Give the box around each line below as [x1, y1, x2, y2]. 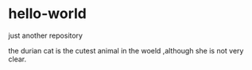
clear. [8, 54, 26, 64]
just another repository [8, 31, 83, 40]
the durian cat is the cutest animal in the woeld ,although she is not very [8, 46, 244, 55]
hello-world [8, 5, 87, 23]
